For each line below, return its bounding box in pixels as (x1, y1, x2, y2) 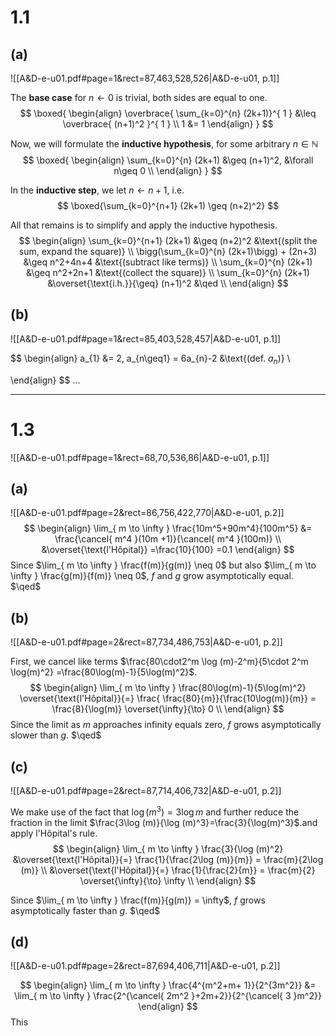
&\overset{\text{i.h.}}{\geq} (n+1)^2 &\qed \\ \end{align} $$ (47, 277, 289, 289)
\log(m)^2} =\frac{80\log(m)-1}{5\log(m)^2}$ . (10, 666, 198, 678)
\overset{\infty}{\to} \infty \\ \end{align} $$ (79, 874, 257, 886)
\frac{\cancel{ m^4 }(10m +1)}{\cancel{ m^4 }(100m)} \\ (54, 533, 282, 545)
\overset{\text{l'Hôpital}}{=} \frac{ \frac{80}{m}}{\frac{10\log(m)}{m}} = (19, 692, 317, 705)
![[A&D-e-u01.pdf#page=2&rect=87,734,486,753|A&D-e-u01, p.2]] (10, 636, 283, 648)
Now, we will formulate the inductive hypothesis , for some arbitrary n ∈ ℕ (10, 138, 319, 150)
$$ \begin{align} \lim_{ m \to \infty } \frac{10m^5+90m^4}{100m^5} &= (23, 522, 313, 535)
